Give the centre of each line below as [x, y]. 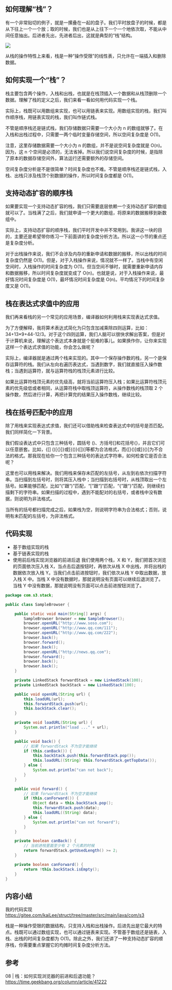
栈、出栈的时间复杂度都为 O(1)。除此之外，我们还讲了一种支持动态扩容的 [82, 939]
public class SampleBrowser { [38, 604]
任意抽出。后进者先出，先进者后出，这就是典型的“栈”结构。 [72, 35]
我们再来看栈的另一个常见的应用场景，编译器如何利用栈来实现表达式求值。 [84, 317]
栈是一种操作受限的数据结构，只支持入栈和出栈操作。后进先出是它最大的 [81, 926]
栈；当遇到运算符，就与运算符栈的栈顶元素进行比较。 [61, 371]
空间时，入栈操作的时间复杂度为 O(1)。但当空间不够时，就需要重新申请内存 [84, 267]
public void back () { [37, 741]
